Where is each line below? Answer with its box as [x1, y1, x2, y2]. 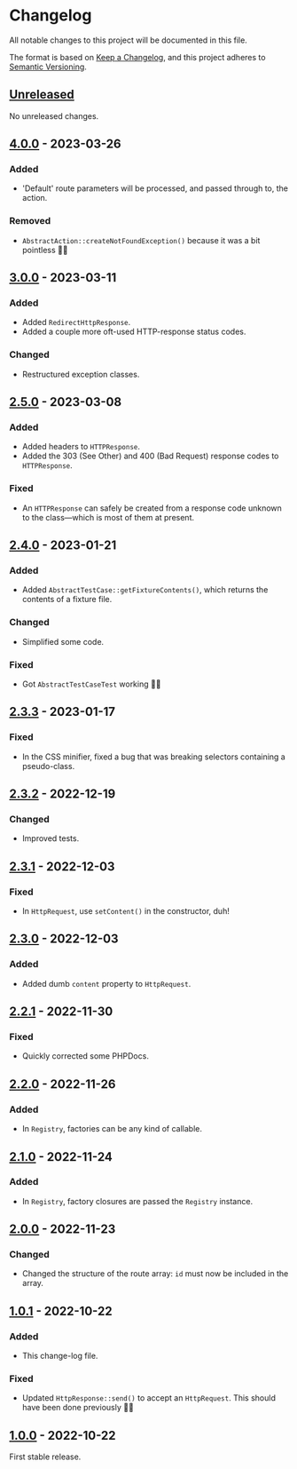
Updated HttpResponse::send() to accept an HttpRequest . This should [21, 1393, 277, 1403]
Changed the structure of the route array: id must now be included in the [21, 1268, 289, 1279]
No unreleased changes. [9, 110, 99, 121]
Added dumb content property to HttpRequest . [21, 978, 191, 989]
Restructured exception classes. [21, 369, 140, 379]
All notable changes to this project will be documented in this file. [9, 35, 248, 45]
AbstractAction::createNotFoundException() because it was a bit [21, 234, 261, 245]
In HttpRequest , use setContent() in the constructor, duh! [21, 906, 231, 917]
